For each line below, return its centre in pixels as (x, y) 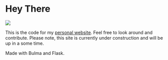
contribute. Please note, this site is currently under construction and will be (84, 38)
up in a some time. (25, 43)
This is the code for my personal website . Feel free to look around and (79, 32)
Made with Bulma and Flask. (35, 53)
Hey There (28, 9)
